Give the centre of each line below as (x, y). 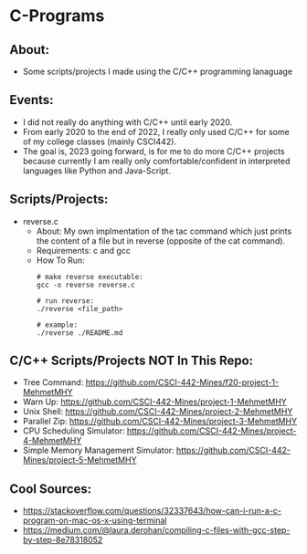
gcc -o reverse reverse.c (85, 285)
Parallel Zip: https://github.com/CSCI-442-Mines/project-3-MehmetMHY (160, 422)
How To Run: (60, 260)
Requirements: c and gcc (83, 250)
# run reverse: (65, 301)
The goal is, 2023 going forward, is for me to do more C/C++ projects (153, 151)
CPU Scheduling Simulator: (74, 431)
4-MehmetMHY (52, 441)
